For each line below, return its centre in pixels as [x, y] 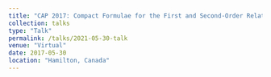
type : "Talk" [30, 30]
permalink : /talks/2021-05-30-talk [68, 38]
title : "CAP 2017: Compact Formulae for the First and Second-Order [126, 16]
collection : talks [39, 23]
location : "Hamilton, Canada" [59, 61]
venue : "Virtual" [38, 46]
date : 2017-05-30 [38, 53]
